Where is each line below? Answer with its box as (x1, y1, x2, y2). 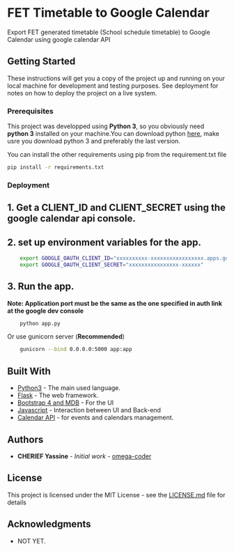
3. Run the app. (7, 281, 75, 293)
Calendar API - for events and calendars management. (17, 413, 174, 422)
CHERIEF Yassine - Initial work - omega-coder (17, 451, 152, 460)
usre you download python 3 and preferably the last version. (7, 137, 181, 146)
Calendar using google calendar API (7, 35, 111, 43)
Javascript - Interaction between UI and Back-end (17, 406, 162, 414)
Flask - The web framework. (17, 391, 99, 400)
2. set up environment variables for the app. (7, 236, 202, 248)
